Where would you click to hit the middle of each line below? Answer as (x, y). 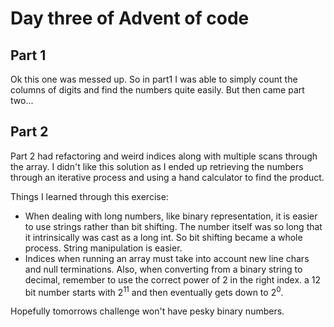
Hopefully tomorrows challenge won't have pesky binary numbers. (147, 311)
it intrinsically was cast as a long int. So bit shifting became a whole (163, 237)
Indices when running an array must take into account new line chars (167, 258)
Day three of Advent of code (130, 18)
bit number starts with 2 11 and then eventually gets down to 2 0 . (154, 291)
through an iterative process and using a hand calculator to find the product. (167, 177)
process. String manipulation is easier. (103, 248)
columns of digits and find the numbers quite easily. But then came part (157, 90)
